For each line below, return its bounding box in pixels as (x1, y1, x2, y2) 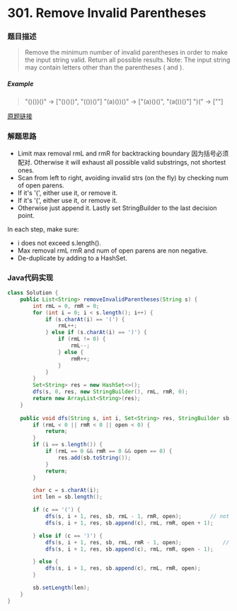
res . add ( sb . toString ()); (57, 454, 132, 461)
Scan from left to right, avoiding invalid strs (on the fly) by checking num (17, 173, 229, 182)
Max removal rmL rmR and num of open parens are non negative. (17, 246, 208, 255)
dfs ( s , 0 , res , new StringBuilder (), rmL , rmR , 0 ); (33, 388, 189, 395)
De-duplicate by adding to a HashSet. (17, 253, 127, 262)
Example (7, 79, 34, 88)
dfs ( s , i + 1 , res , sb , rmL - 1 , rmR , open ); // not (45, 513, 230, 520)
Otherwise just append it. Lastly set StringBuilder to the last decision (17, 204, 217, 212)
